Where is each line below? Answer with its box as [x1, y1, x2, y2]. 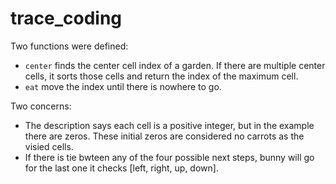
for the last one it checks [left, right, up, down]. [24, 162, 219, 174]
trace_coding [10, 7, 123, 30]
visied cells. [24, 140, 74, 152]
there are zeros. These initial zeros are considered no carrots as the [24, 130, 305, 142]
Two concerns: [10, 100, 72, 112]
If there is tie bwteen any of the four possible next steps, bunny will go [24, 151, 315, 163]
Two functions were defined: [10, 40, 129, 52]
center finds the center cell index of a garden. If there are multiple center [24, 59, 326, 71]
